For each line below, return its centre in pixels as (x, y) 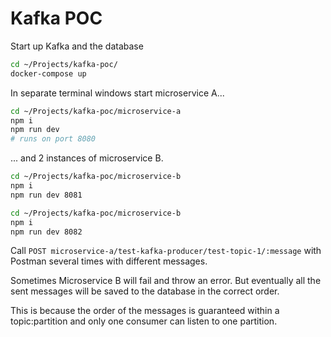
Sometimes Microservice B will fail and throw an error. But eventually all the (166, 281)
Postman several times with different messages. (109, 261)
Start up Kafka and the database (77, 46)
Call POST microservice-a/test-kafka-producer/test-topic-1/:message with (166, 251)
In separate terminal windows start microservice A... (117, 93)
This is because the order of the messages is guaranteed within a (145, 311)
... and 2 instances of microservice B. (87, 158)
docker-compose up (48, 73)
